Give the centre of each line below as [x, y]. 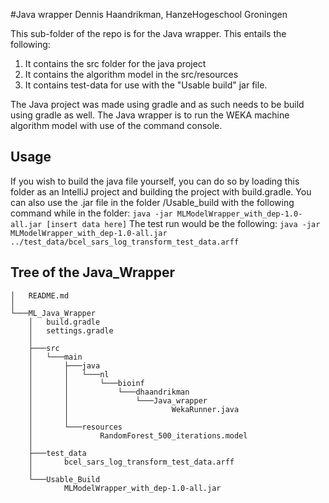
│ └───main [55, 357]
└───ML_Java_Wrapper [53, 313]
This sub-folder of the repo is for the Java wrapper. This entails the [148, 33]
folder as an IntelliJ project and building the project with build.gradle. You [161, 191]
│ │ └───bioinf [86, 383]
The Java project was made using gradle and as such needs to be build [157, 104]
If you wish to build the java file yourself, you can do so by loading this [155, 181]
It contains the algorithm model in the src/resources [131, 74]
